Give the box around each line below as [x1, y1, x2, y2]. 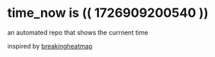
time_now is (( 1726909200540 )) [7, 5, 209, 21]
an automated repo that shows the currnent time [7, 28, 149, 37]
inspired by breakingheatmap [7, 42, 93, 50]
